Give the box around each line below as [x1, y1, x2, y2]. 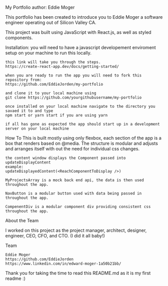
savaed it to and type [5, 108, 53, 113]
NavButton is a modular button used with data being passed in [5, 191, 142, 196]
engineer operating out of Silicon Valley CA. [5, 20, 96, 25]
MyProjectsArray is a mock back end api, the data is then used [5, 178, 144, 183]
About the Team [5, 218, 39, 223]
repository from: [5, 77, 42, 83]
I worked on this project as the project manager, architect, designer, [5, 227, 147, 233]
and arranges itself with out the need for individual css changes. [5, 146, 140, 151]
